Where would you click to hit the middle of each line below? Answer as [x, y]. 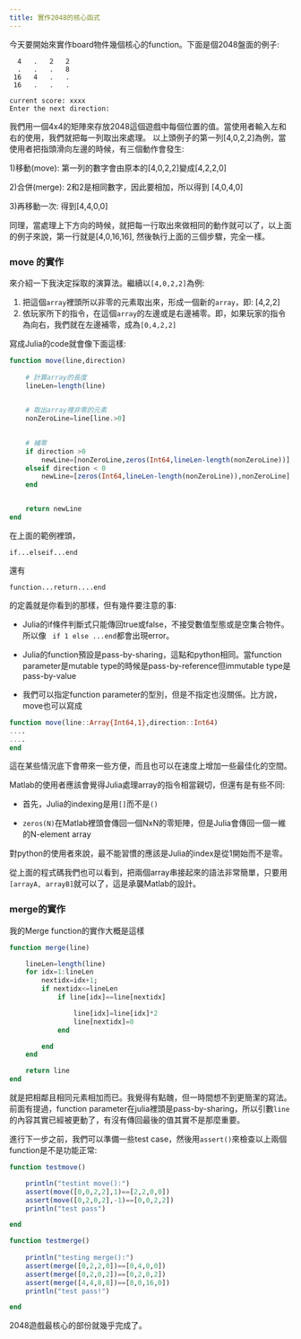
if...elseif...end [43, 552]
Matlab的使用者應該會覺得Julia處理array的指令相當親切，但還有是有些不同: [147, 785]
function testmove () [48, 1167]
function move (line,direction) [68, 360]
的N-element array [56, 834]
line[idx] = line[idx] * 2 [116, 1013]
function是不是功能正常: [53, 1150]
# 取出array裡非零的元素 [66, 410]
